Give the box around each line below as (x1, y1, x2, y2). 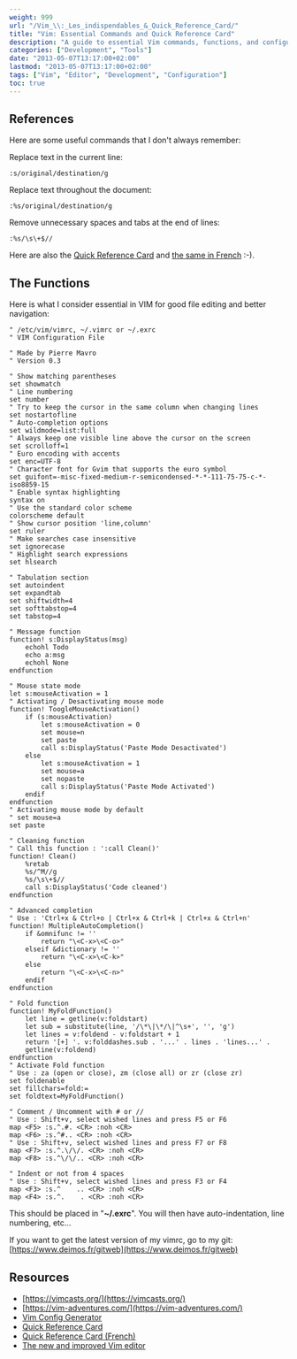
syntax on (9, 496, 46, 505)
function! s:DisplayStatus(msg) (9, 635, 128, 644)
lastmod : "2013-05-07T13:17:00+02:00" (9, 63, 152, 72)
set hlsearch (9, 558, 57, 567)
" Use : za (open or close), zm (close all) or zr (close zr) (9, 1069, 243, 1078)
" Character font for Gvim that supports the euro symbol (9, 465, 227, 474)
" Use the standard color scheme (9, 503, 133, 513)
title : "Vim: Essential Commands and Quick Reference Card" (9, 29, 236, 38)
